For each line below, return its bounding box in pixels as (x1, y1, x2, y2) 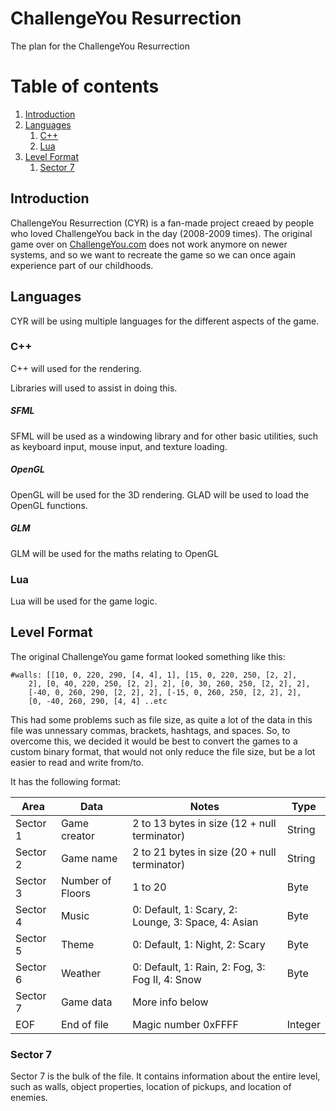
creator (60, 828, 95, 842)
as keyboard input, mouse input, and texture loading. (10, 440, 228, 452)
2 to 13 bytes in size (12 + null (132, 816, 277, 830)
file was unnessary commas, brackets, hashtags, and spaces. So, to (10, 724, 291, 736)
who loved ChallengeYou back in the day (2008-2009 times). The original (10, 227, 313, 239)
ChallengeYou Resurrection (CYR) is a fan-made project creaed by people (10, 217, 315, 229)
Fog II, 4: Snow (132, 972, 202, 986)
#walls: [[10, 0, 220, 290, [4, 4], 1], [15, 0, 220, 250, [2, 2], (10, 670, 298, 680)
